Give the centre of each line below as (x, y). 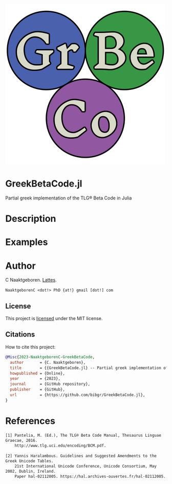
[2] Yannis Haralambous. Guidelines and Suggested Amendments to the (81, 456)
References (30, 421)
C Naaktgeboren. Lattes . (31, 280)
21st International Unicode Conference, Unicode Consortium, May (86, 466)
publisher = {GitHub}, (38, 389)
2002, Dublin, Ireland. (31, 471)
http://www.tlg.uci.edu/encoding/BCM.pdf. (60, 445)
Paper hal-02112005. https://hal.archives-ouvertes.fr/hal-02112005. (90, 476)
